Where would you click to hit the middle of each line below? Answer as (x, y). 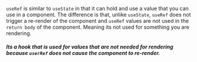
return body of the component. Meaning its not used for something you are (98, 27)
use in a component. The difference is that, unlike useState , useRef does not (98, 15)
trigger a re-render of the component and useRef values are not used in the (98, 21)
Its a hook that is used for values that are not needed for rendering (90, 47)
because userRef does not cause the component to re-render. (83, 53)
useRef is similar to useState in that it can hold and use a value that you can (98, 8)
